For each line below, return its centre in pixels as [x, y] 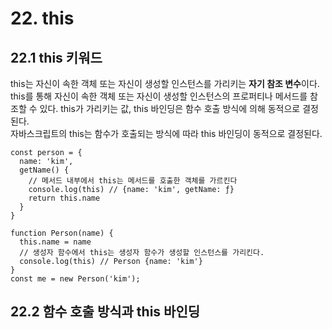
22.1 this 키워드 [56, 57]
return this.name [64, 198]
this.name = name [55, 242]
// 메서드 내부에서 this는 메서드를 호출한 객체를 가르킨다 [133, 181]
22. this [42, 18]
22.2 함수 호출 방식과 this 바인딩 [105, 312]
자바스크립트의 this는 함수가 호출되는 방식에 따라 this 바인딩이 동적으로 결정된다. [166, 133]
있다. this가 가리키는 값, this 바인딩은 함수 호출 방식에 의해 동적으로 [170, 108]
